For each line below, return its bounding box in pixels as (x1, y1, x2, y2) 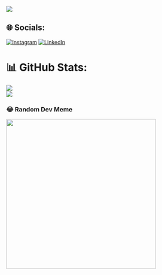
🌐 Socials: (6, 23, 45, 33)
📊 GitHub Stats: (6, 61, 88, 74)
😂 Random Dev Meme (6, 105, 73, 113)
